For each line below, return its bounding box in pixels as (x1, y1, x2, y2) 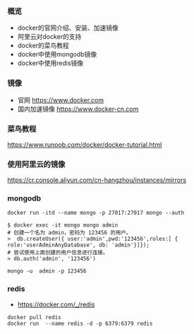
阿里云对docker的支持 (17, 32, 82, 41)
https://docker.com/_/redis (17, 300, 95, 309)
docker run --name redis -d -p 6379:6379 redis (7, 320, 153, 327)
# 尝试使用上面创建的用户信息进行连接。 (7, 249, 109, 256)
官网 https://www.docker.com (17, 95, 104, 104)
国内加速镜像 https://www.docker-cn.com (17, 105, 139, 113)
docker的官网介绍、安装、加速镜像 (17, 23, 119, 32)
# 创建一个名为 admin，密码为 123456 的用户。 (7, 229, 132, 237)
